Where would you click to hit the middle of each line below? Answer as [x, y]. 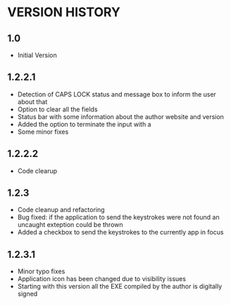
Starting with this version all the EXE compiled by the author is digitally [120, 287]
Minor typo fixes [41, 271]
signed [27, 294]
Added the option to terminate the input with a [84, 124]
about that [32, 101]
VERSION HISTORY [64, 12]
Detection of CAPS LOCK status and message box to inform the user [117, 94]
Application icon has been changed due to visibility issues [102, 279]
